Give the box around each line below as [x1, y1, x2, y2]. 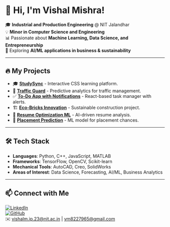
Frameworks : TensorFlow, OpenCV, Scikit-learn [12, 158, 113, 164]
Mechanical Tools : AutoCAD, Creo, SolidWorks [12, 163, 111, 169]
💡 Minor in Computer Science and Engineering [5, 29, 105, 35]
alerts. [12, 98, 26, 105]
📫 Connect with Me [5, 189, 69, 197]
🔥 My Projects [5, 67, 51, 75]
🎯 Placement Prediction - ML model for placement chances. [12, 117, 139, 123]
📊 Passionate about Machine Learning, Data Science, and [5, 35, 129, 41]
